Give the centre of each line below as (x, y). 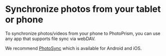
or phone (24, 20)
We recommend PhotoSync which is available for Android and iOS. (74, 48)
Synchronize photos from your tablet (83, 9)
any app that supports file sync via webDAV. (50, 39)
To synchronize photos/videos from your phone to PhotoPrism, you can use (83, 33)
